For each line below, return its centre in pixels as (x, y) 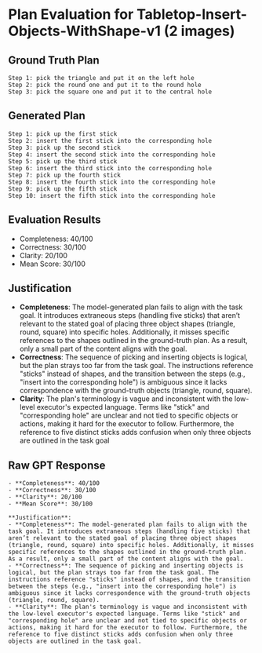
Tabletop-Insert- (192, 15)
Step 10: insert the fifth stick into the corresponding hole (112, 195)
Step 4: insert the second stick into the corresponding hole (112, 155)
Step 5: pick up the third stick (63, 161)
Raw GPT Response (57, 465)
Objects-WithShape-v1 (84, 31)
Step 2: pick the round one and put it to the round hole (105, 85)
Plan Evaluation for (71, 15)
